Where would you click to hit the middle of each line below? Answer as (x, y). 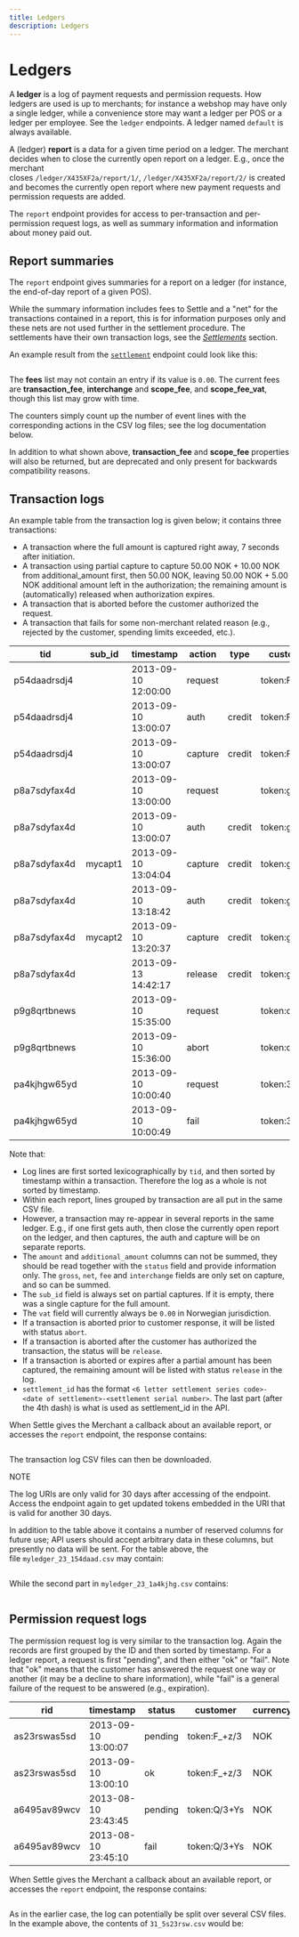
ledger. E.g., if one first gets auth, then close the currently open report (150, 1228)
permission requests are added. (68, 197)
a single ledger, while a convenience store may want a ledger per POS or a (146, 113)
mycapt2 (104, 937)
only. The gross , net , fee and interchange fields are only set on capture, (153, 1276)
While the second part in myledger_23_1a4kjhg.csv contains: (119, 1584)
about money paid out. (51, 233)
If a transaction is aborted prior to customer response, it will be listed (149, 1323)
